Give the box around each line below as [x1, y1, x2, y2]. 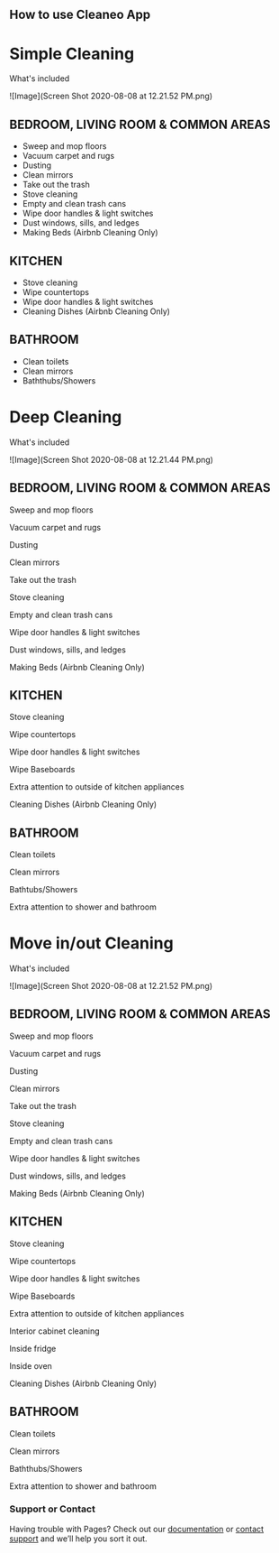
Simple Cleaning [9, 43, 135, 64]
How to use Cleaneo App [9, 7, 151, 23]
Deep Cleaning [9, 406, 122, 427]
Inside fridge [9, 1343, 57, 1354]
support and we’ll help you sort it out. [9, 1533, 148, 1544]
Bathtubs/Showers [9, 884, 78, 895]
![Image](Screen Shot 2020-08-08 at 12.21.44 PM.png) [9, 454, 214, 465]
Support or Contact [9, 1502, 96, 1515]
